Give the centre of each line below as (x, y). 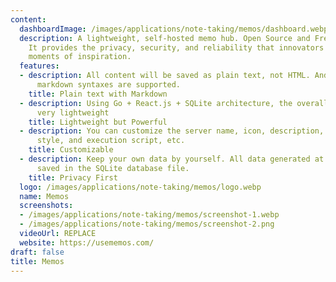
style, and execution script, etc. (111, 141)
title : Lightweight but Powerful (98, 122)
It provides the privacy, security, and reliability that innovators (176, 47)
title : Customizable (71, 150)
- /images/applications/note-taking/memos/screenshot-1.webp (149, 215)
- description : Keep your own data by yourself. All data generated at (172, 159)
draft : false (37, 252)
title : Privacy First (73, 177)
